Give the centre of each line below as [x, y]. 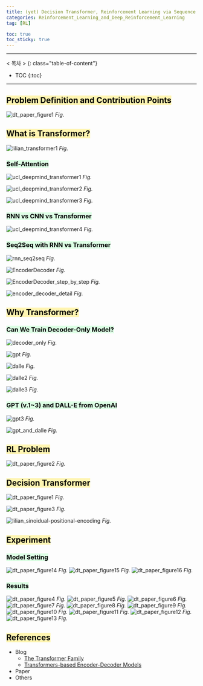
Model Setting [27, 557]
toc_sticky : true [28, 40]
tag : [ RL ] [19, 23]
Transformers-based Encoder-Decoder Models [83, 665]
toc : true [19, 34]
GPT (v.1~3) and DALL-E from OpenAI [62, 405]
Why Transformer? [43, 312]
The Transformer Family [54, 658]
